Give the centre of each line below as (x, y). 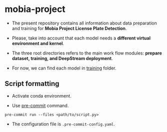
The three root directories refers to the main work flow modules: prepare (87, 53)
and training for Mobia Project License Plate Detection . (69, 28)
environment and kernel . (38, 43)
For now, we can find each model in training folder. (64, 68)
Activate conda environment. (42, 95)
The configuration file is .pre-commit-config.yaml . (63, 124)
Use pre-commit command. (40, 105)
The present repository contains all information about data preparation (84, 23)
